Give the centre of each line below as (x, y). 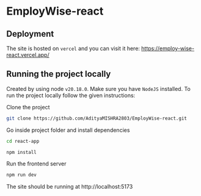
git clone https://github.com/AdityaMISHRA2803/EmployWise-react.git (97, 118)
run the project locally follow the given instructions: (71, 95)
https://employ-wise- (168, 48)
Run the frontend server (36, 164)
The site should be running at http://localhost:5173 (70, 187)
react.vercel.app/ (28, 55)
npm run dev (21, 175)
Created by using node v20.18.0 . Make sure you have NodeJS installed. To (98, 89)
